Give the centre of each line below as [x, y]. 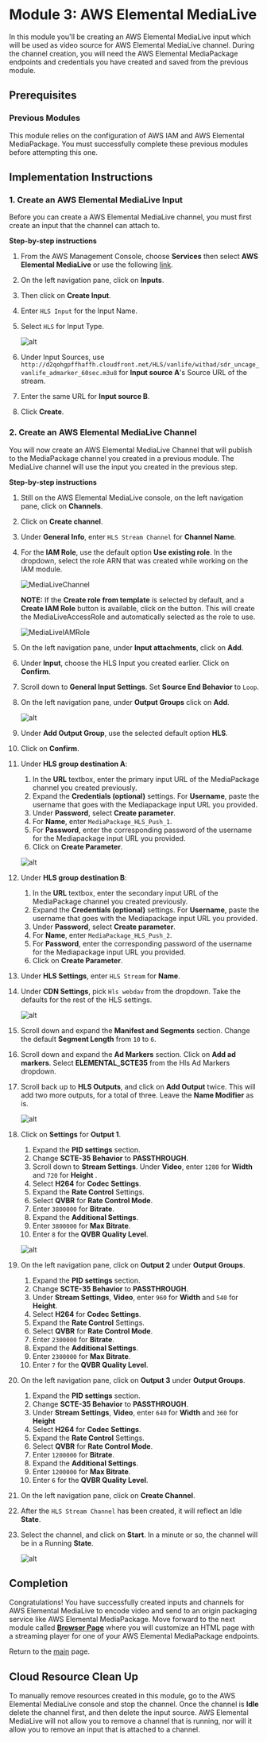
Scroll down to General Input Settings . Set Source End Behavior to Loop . [139, 687]
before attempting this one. [54, 152]
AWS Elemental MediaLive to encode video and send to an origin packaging [133, 1611]
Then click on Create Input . [66, 296]
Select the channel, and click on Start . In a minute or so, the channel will [139, 1535]
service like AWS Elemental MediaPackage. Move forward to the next [122, 1620]
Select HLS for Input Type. [62, 327]
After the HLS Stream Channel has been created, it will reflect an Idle [131, 1511]
